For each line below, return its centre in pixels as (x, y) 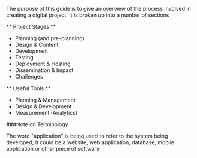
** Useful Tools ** (29, 88)
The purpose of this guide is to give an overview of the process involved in (98, 9)
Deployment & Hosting (43, 64)
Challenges (29, 77)
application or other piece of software (53, 149)
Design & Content (37, 45)
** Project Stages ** (31, 27)
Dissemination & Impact (44, 70)
